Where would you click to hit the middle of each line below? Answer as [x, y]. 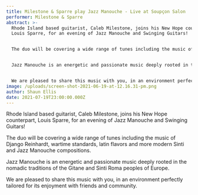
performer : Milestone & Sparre [44, 17]
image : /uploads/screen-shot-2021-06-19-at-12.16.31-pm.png [82, 86]
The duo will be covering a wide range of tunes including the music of [91, 138]
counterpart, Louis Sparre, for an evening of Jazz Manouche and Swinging [97, 120]
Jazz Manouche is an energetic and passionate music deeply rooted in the [97, 162]
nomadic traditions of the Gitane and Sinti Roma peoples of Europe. [88, 168]
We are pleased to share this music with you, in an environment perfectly [95, 180]
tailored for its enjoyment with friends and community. [72, 186]
